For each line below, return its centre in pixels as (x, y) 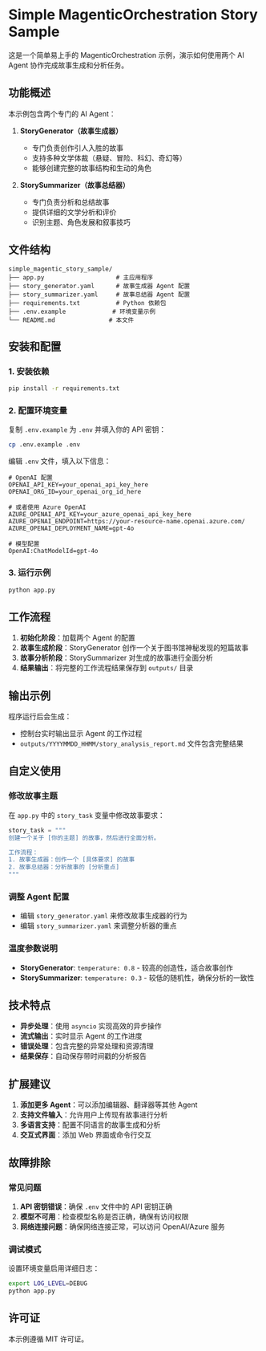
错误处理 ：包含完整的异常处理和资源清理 (87, 1046)
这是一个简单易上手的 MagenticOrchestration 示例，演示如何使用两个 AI (126, 55)
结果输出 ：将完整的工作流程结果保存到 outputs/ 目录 (107, 668)
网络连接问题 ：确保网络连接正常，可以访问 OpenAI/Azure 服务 (123, 1227)
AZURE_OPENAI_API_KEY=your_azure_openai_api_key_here (100, 515)
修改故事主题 (33, 796)
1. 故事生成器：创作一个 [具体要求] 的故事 (72, 860)
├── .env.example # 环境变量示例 (82, 311)
